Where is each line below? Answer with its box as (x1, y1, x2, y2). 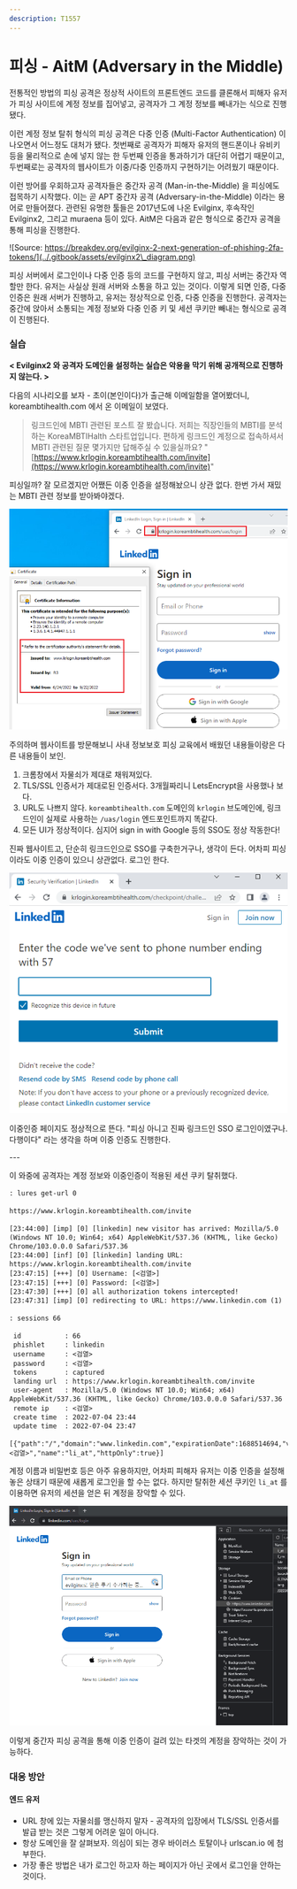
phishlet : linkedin (12, 1340, 104, 1349)
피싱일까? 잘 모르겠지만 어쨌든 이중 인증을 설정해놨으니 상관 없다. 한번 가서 (9, 479, 265, 490)
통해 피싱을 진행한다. (9, 224, 80, 234)
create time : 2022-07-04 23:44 (12, 1412, 137, 1422)
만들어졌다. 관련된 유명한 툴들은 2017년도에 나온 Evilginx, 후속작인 (25, 202, 255, 212)
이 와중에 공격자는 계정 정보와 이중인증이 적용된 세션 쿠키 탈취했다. (9, 1170, 238, 1180)
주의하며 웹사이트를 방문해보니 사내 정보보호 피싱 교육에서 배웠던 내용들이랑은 (9, 740, 277, 750)
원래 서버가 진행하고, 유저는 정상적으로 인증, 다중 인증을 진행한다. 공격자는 (32, 292, 287, 303)
